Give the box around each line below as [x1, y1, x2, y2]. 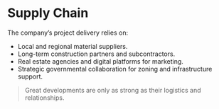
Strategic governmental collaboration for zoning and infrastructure [17, 64, 213, 73]
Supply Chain [7, 5, 89, 21]
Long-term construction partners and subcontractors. [17, 50, 176, 58]
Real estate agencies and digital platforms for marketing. [17, 57, 183, 65]
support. [17, 72, 43, 81]
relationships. [24, 93, 65, 102]
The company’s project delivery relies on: [7, 28, 129, 37]
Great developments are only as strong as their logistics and [24, 86, 201, 94]
